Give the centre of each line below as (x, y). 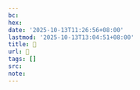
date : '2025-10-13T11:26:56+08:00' (66, 30)
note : (17, 74)
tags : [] (22, 59)
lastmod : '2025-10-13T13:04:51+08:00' (71, 37)
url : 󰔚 (19, 52)
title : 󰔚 (22, 45)
